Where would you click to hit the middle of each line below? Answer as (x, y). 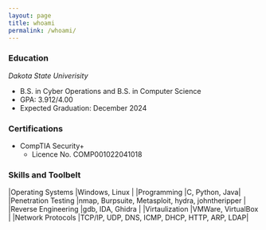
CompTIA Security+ (52, 146)
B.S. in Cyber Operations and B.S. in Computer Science (110, 91)
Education (29, 58)
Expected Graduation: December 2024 (83, 107)
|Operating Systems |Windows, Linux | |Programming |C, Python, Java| (125, 193)
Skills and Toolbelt (45, 174)
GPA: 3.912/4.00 (46, 99)
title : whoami (32, 23)
